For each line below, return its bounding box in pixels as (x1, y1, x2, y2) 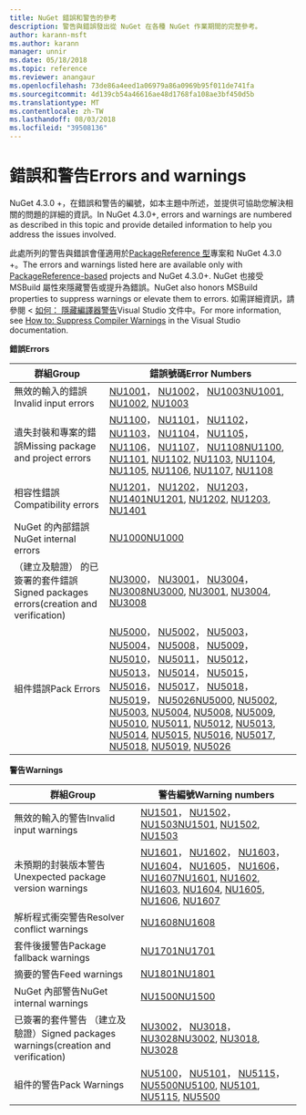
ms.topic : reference (9, 65, 88, 74)
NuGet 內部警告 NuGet (14, 985, 108, 997)
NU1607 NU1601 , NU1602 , (140, 872, 260, 884)
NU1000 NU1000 (108, 531, 185, 543)
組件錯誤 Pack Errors (14, 682, 101, 695)
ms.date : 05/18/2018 (9, 56, 88, 65)
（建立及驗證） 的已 (14, 560, 99, 573)
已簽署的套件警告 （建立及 (14, 1013, 127, 1026)
